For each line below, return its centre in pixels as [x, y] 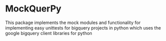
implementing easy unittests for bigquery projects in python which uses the [83, 27]
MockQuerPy [33, 9]
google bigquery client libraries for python [49, 33]
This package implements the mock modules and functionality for [73, 22]
